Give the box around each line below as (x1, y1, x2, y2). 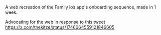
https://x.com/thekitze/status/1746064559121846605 (5, 24, 115, 30)
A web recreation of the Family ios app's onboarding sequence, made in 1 (5, 4, 156, 10)
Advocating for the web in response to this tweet (5, 19, 106, 25)
